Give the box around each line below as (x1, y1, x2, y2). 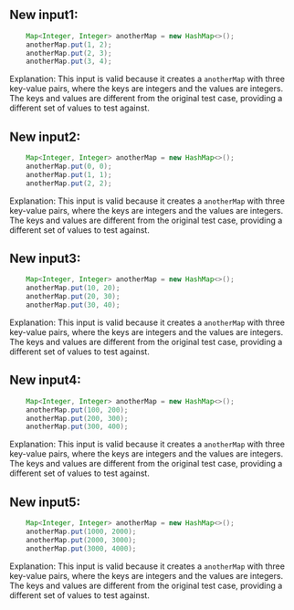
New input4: (9, 373, 81, 388)
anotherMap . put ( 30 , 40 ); (26, 300, 121, 310)
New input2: (9, 129, 81, 144)
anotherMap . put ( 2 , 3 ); (26, 48, 112, 58)
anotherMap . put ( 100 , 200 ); (26, 405, 129, 415)
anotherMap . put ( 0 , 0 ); (26, 162, 112, 171)
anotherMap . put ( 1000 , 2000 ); (26, 527, 137, 536)
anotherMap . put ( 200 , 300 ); (26, 414, 129, 423)
